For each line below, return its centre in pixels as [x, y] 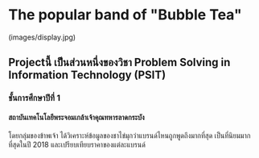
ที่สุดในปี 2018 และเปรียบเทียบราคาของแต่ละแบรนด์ [77, 145]
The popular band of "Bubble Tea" [125, 15]
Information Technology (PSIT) [87, 75]
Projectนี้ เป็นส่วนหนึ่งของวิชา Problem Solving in [119, 62]
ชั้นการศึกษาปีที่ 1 [34, 98]
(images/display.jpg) [42, 37]
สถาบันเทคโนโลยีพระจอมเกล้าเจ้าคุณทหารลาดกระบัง [76, 117]
